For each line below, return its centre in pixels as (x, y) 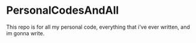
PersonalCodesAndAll (63, 10)
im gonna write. (25, 33)
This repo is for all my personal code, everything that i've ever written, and (98, 27)
